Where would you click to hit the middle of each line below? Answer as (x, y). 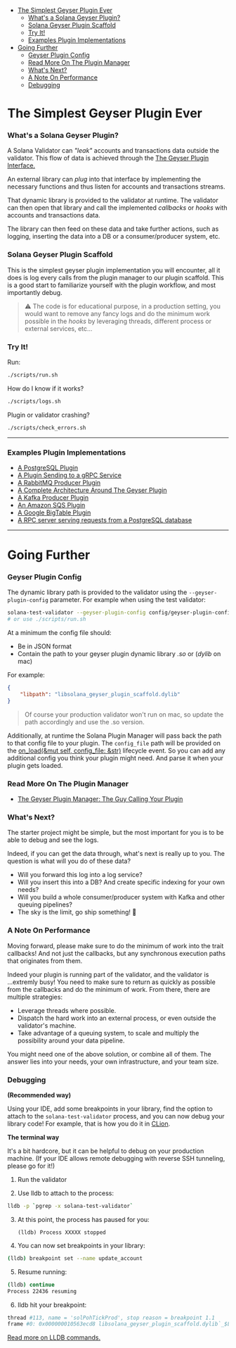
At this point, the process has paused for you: (83, 1219)
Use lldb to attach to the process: (66, 1193)
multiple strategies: (35, 997)
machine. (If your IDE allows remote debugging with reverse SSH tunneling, (116, 1159)
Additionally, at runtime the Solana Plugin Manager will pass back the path (114, 736)
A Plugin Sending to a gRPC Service (69, 475)
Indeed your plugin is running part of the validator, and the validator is (108, 974)
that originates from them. (45, 961)
